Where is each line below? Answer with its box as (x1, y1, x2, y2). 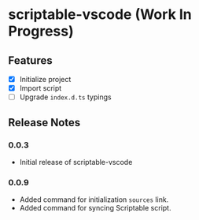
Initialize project (19, 75, 72, 84)
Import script (19, 84, 62, 93)
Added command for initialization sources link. (19, 195, 169, 204)
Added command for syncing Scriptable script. (19, 203, 171, 213)
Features (8, 54, 53, 67)
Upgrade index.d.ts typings (19, 92, 112, 102)
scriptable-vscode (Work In (8, 6, 193, 24)
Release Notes (8, 116, 81, 129)
